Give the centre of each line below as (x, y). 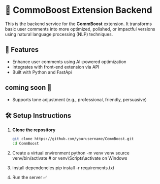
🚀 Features (22, 50)
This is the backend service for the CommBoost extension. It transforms (79, 24)
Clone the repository (34, 130)
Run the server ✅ (30, 178)
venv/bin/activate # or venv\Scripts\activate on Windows (70, 158)
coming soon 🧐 (28, 88)
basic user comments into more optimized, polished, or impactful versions (80, 29)
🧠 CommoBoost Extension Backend (79, 10)
